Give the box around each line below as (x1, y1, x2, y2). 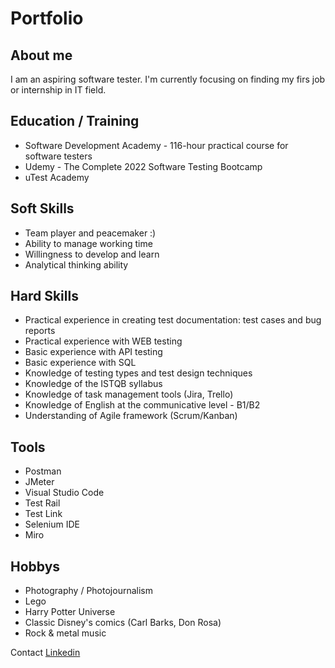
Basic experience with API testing (24, 346, 163, 358)
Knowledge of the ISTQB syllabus (24, 378, 163, 390)
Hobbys (10, 558, 61, 575)
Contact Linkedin (10, 647, 81, 659)
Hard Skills (10, 288, 79, 305)
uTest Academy (24, 171, 90, 183)
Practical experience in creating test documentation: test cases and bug (24, 314, 322, 326)
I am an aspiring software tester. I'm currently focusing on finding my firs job (10, 73, 326, 85)
